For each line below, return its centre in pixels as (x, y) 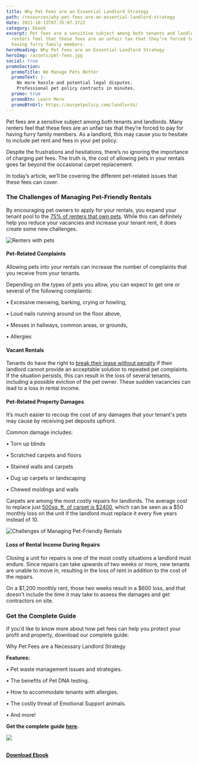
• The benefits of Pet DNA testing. (48, 680)
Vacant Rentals (25, 350)
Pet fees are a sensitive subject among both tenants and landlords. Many (95, 121)
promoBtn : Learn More (38, 99)
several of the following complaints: (49, 291)
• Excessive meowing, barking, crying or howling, (66, 302)
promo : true (26, 94)
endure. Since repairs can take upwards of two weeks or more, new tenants (98, 564)
